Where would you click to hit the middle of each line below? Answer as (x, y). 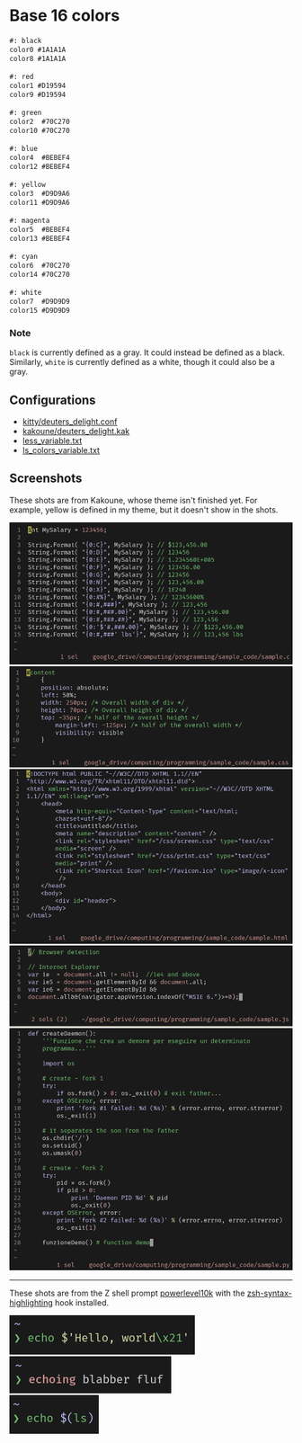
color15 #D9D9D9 (40, 310)
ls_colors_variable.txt (61, 450)
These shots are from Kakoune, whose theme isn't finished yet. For (133, 500)
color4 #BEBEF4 (40, 157)
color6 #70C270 (40, 265)
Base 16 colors (65, 16)
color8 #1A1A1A (38, 58)
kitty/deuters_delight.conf (70, 422)
